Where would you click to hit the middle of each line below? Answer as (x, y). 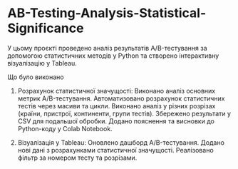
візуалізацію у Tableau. (42, 63)
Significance (46, 28)
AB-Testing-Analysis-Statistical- (107, 13)
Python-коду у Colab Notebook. (65, 128)
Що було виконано (36, 77)
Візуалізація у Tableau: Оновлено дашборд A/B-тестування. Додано (121, 142)
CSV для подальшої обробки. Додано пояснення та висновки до (116, 121)
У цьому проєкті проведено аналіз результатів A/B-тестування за (108, 48)
